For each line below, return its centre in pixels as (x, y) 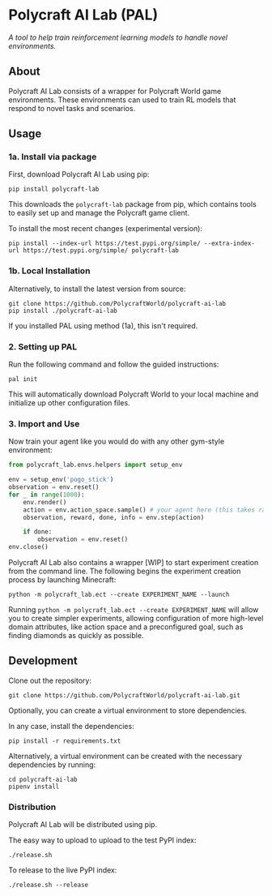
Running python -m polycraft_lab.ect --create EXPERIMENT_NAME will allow (134, 610)
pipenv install (34, 787)
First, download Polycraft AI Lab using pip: (79, 174)
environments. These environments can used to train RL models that (122, 100)
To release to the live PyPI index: (63, 870)
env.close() (28, 547)
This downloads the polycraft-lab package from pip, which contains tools (132, 204)
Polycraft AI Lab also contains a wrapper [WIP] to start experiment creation (134, 563)
